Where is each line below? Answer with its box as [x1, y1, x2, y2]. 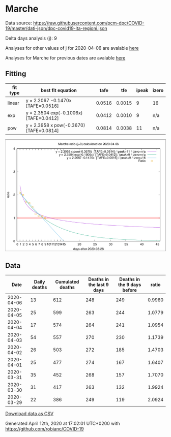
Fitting [5, 70, 26, 78]
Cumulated [55, 279, 79, 285]
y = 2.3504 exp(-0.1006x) [25, 110, 83, 116]
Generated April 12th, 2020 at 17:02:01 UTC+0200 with [5, 420, 121, 427]
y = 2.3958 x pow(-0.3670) [25, 122, 85, 128]
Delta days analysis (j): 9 [5, 35, 57, 41]
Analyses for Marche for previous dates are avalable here [5, 54, 126, 61]
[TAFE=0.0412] [25, 115, 59, 121]
